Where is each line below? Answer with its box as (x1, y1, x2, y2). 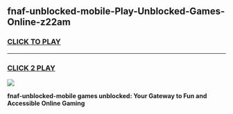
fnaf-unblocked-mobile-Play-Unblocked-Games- (7, 6, 225, 17)
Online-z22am (7, 17, 71, 28)
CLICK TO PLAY (7, 37, 61, 47)
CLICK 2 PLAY (7, 63, 55, 73)
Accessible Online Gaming (7, 99, 85, 107)
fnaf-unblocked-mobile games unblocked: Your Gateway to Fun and (7, 91, 207, 99)
